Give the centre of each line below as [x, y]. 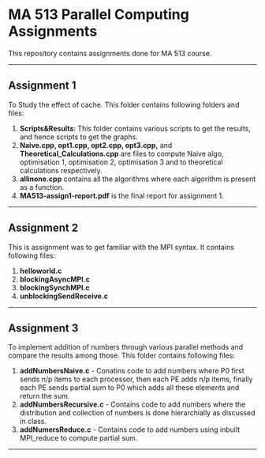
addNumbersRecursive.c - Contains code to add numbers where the [132, 404]
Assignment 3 [43, 328]
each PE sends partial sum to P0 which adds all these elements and [129, 388]
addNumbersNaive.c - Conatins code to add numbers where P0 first [132, 371]
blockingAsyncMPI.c [55, 279]
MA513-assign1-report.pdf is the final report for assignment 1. [121, 195]
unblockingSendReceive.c [64, 296]
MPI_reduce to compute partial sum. [78, 438]
